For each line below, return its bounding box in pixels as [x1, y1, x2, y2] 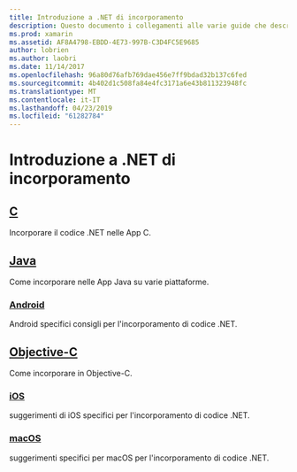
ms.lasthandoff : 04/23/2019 [9, 104, 113, 112]
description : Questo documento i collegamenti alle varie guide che [9, 21, 267, 30]
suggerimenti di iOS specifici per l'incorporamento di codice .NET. [9, 410, 250, 421]
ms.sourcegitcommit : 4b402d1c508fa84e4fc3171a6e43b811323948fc [9, 79, 247, 88]
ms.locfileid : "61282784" [9, 112, 104, 120]
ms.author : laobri [9, 54, 77, 63]
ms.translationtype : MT [9, 87, 97, 96]
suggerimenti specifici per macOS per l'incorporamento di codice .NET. [9, 453, 270, 463]
